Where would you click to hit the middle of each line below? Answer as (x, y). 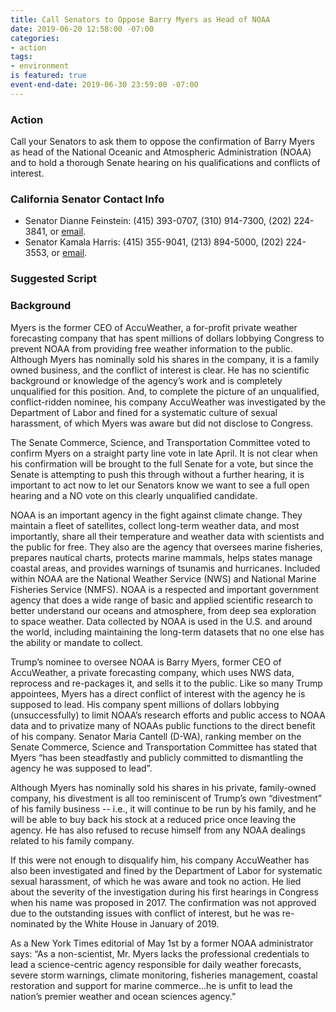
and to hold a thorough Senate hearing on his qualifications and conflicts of (165, 163)
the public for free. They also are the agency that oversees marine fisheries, (166, 547)
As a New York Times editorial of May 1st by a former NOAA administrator (162, 943)
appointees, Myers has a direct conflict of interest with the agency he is (158, 693)
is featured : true (48, 76)
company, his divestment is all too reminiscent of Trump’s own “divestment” (166, 798)
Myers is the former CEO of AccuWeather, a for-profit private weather (154, 327)
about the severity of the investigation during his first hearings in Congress (164, 892)
